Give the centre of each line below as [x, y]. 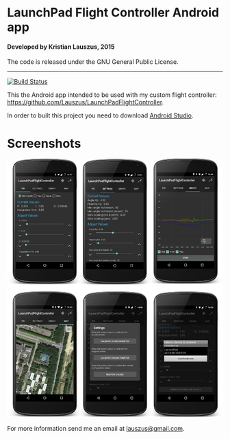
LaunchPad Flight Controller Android [113, 13]
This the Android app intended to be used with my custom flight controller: [112, 95]
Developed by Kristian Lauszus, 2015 [61, 47]
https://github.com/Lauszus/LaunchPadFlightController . [86, 102]
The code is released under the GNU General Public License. [93, 62]
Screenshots [44, 143]
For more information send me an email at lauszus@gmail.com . [96, 429]
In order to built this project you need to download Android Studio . [100, 115]
